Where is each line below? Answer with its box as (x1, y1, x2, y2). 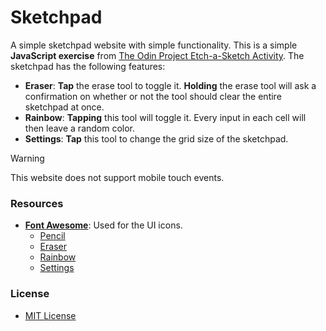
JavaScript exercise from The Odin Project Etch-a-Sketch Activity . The (10, 49, 305, 61)
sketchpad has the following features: (10, 60, 166, 72)
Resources (10, 196, 64, 210)
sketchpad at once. (24, 101, 105, 113)
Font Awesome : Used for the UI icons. (24, 219, 183, 231)
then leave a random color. (24, 122, 136, 134)
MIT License (24, 309, 77, 321)
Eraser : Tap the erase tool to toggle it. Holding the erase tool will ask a (24, 79, 317, 91)
